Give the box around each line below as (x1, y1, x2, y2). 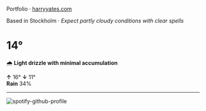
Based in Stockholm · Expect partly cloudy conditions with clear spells (6, 17, 184, 24)
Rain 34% (6, 80, 32, 87)
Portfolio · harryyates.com (6, 6, 72, 12)
